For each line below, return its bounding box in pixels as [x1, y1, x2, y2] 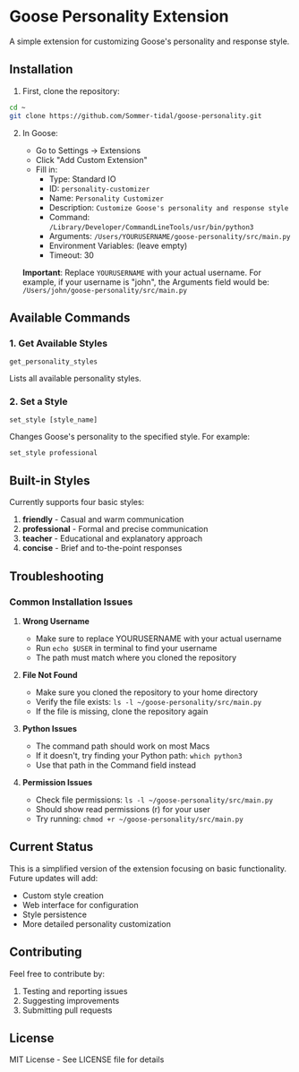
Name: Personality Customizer [48, 193, 164, 203]
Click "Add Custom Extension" [35, 154, 148, 165]
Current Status [9, 839, 94, 854]
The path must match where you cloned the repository [35, 652, 237, 663]
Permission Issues [21, 776, 93, 787]
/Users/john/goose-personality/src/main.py [21, 286, 188, 295]
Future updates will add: [9, 872, 98, 883]
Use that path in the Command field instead [35, 759, 197, 770]
